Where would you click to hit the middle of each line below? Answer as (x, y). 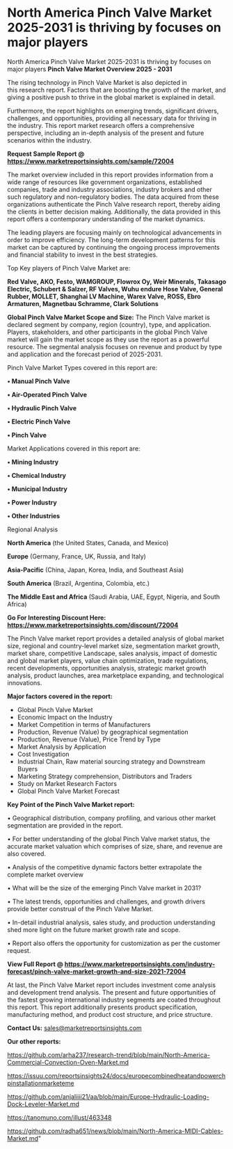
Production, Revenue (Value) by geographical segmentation (103, 732)
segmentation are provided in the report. (65, 825)
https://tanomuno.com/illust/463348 (59, 1117)
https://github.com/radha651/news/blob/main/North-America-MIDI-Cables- (115, 1131)
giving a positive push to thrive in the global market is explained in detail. (111, 97)
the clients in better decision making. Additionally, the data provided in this (114, 211)
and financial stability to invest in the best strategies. (82, 255)
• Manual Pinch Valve (39, 381)
